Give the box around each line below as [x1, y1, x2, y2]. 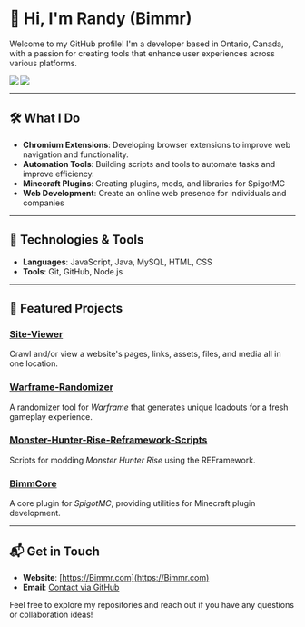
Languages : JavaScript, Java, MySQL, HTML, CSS [22, 256, 213, 267]
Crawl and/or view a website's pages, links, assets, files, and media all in [9, 349, 281, 360]
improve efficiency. [22, 168, 95, 179]
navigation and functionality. [22, 149, 129, 160]
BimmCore [9, 477, 57, 490]
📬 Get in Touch [9, 543, 100, 559]
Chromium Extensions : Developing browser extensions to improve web [22, 139, 291, 150]
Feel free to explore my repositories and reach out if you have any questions [9, 599, 295, 610]
